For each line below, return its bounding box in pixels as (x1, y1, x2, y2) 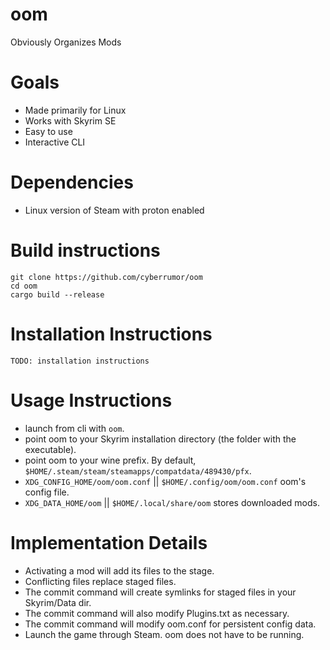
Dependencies (10, 171, 134, 194)
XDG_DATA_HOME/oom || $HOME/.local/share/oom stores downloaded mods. (24, 496, 321, 508)
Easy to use (24, 125, 73, 137)
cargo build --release (10, 289, 105, 300)
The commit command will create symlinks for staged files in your (24, 586, 297, 598)
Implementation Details (10, 531, 208, 554)
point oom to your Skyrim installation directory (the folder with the (24, 433, 297, 445)
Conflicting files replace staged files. (24, 575, 177, 587)
